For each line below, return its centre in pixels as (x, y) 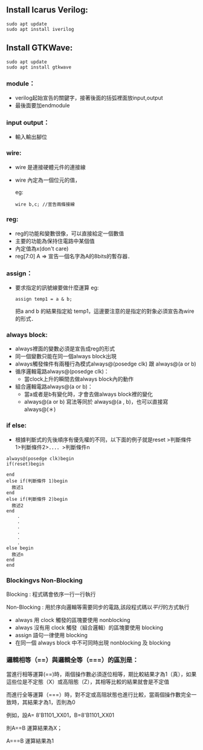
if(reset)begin (25, 464)
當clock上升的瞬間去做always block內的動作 (79, 379)
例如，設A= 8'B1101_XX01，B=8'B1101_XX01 (60, 715)
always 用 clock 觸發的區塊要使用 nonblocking (72, 620)
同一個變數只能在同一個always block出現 (66, 357)
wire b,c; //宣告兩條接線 (45, 204)
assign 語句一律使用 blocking (51, 635)
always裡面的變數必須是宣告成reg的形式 (65, 349)
